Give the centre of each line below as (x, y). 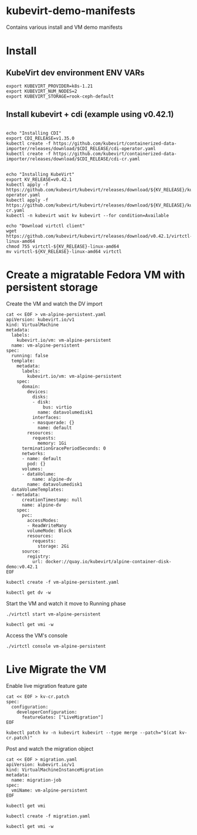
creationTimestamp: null (52, 500)
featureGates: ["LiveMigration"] (62, 717)
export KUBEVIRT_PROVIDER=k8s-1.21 (50, 86)
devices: (38, 392)
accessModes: (43, 520)
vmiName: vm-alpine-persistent (50, 790)
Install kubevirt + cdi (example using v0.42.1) (90, 114)
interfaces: (47, 417)
